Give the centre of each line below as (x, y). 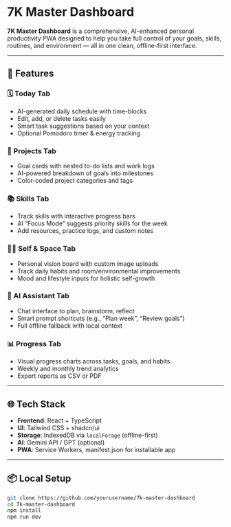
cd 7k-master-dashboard (41, 504)
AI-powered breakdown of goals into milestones (85, 173)
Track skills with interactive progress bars (76, 216)
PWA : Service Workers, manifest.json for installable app (96, 449)
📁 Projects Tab (32, 150)
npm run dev (24, 517)
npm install (24, 511)
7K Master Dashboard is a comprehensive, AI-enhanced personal (101, 31)
